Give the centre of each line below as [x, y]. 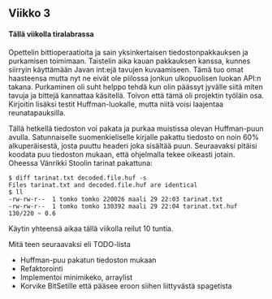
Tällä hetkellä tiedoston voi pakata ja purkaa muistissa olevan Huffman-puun [136, 128]
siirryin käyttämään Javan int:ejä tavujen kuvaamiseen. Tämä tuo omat [126, 69]
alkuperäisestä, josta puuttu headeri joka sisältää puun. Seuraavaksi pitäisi [133, 145]
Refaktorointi [41, 268]
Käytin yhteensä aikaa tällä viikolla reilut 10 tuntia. [91, 228]
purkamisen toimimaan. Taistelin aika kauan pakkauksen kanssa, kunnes [130, 61]
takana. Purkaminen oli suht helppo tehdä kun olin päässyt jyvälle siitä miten [136, 87]
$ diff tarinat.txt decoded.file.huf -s [78, 178]
